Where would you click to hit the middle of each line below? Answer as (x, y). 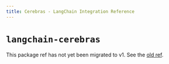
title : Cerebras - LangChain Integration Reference (70, 11)
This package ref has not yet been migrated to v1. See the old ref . (85, 55)
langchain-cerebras (53, 39)
